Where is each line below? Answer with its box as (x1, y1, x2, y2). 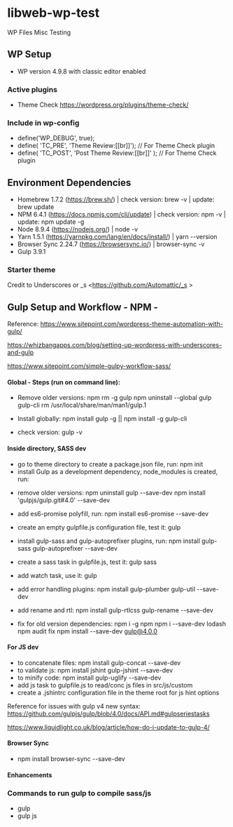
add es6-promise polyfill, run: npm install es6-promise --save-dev (17, 509, 209, 518)
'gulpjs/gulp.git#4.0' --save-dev (17, 496, 111, 504)
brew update (17, 203, 55, 211)
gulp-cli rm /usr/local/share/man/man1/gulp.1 (17, 401, 147, 410)
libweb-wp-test (7, 5, 100, 21)
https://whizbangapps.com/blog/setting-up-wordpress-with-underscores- (7, 341, 223, 349)
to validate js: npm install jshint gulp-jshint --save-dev (17, 666, 174, 674)
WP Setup (7, 48, 52, 60)
